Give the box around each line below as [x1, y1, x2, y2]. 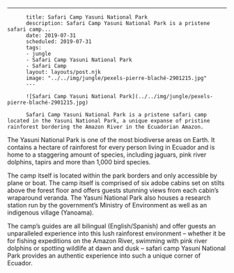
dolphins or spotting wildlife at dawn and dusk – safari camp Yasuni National [7, 244, 226, 252]
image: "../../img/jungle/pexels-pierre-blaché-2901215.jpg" [25, 75, 208, 81]
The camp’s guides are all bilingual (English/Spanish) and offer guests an [7, 222, 216, 230]
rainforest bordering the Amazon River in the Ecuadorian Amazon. [7, 123, 204, 130]
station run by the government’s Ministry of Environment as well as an [7, 201, 208, 209]
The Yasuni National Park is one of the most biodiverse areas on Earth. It [7, 136, 215, 143]
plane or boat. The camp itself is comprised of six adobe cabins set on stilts [7, 179, 225, 187]
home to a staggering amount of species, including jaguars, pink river [7, 150, 207, 159]
